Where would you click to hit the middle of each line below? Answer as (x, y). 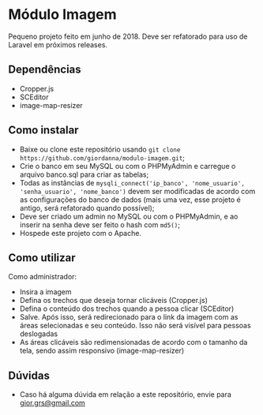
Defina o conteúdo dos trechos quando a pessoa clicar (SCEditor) (127, 308)
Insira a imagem (46, 292)
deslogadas (38, 334)
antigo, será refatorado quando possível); (87, 207)
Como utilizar (42, 258)
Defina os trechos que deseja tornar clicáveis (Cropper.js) (113, 301)
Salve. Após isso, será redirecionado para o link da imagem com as (129, 317)
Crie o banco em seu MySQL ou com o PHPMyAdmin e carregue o (128, 166)
